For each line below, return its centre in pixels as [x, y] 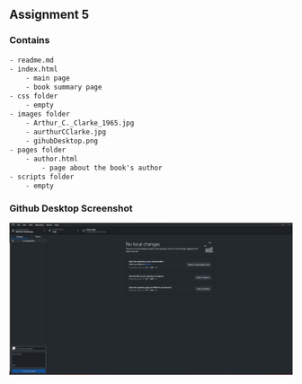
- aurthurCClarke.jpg [66, 132]
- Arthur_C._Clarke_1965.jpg [80, 123]
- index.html [34, 69]
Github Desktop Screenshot [71, 208]
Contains [30, 40]
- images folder [40, 114]
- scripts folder [42, 177]
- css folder [34, 96]
